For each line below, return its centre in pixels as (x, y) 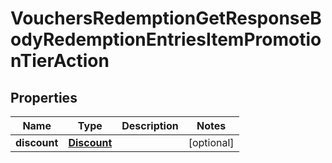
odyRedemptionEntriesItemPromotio (166, 39)
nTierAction (60, 61)
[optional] (211, 142)
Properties (44, 97)
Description (150, 125)
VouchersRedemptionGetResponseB (166, 18)
